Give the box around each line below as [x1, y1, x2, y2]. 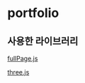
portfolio [7, 5, 59, 21]
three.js [7, 68, 30, 76]
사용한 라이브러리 [7, 35, 79, 47]
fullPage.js [7, 55, 38, 62]
